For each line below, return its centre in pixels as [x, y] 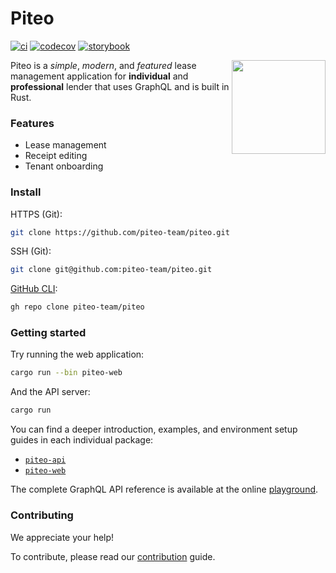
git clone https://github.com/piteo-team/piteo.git [120, 232]
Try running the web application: [77, 354]
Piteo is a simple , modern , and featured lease [103, 65]
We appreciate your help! [62, 537]
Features [32, 123]
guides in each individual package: [82, 440]
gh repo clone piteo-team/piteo [77, 307]
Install [26, 192]
